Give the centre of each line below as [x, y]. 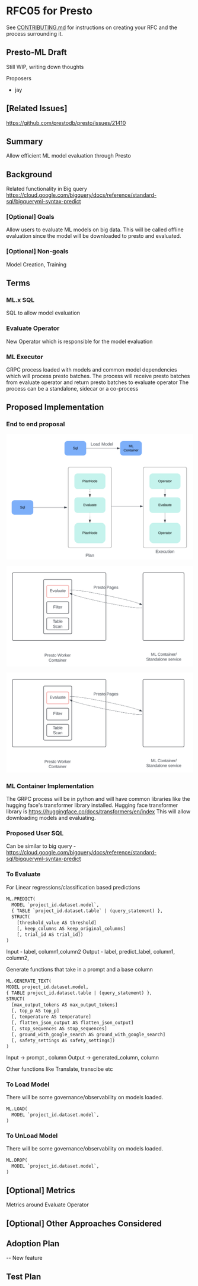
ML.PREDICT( [21, 899]
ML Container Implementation [50, 786]
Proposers [19, 78]
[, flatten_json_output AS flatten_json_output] [73, 1023]
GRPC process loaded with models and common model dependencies [92, 370]
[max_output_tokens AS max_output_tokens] [65, 1005]
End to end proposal [36, 425]
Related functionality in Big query [47, 189]
